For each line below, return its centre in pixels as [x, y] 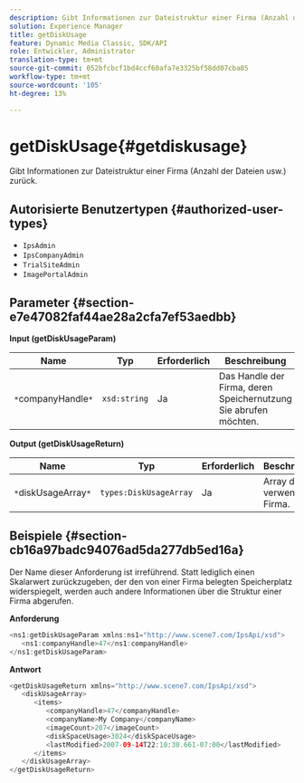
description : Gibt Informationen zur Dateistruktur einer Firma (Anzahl [149, 18]
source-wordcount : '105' [56, 85]
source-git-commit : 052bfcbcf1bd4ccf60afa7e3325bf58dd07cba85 [129, 69]
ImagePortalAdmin [55, 275]
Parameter [40, 303]
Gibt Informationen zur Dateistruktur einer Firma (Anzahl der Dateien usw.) [148, 171]
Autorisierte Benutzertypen [89, 209]
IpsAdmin [39, 246]
